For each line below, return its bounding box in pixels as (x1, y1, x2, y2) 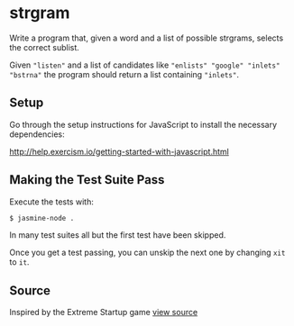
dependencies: (9, 129, 65, 140)
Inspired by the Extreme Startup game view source (9, 307, 198, 318)
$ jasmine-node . (9, 213, 75, 222)
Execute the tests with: (9, 196, 95, 207)
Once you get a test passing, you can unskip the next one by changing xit (9, 247, 286, 258)
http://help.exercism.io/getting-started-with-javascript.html (9, 146, 230, 157)
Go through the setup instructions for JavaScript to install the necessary (9, 119, 278, 130)
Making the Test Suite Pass (9, 172, 165, 187)
